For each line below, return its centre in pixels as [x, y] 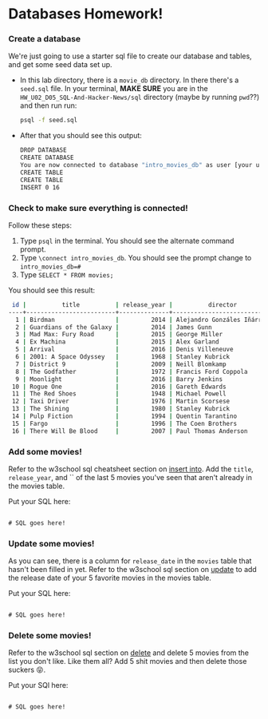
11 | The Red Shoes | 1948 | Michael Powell [119, 394]
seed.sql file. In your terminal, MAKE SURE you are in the [114, 89]
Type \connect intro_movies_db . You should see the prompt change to [136, 257]
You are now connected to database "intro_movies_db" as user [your [136, 165]
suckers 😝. [27, 670]
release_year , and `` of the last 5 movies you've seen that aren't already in [130, 477]
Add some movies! [45, 451]
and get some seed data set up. [61, 65]
